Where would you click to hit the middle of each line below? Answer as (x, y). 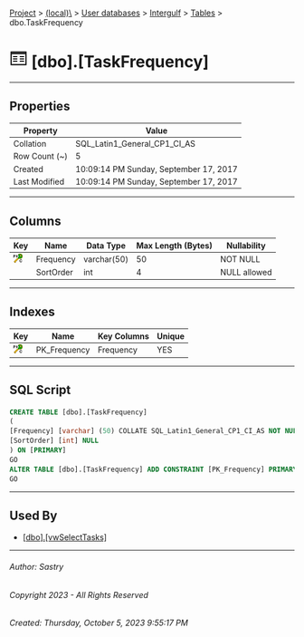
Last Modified (39, 181)
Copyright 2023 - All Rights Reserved (79, 594)
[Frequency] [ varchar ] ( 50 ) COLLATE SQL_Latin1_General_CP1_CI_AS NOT (145, 431)
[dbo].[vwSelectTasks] (64, 537)
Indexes (33, 312)
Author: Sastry (37, 566)
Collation (30, 144)
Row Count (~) (40, 156)
